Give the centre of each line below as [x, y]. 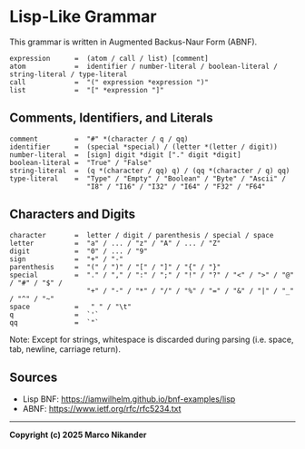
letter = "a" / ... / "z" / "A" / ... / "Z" [115, 243]
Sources [34, 377]
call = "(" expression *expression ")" [109, 82]
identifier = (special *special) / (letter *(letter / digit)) [144, 147]
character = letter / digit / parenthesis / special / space [142, 235]
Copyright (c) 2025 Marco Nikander [78, 435]
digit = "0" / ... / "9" [79, 251]
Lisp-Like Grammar [83, 17]
